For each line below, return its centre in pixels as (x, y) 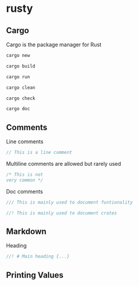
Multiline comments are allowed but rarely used (64, 163)
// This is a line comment (39, 153)
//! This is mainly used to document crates (62, 213)
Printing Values (35, 275)
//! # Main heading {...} (38, 256)
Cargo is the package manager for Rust (54, 44)
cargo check (21, 98)
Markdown (27, 231)
